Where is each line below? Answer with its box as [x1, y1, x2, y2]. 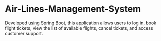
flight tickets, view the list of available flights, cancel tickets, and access [5, 25, 153, 31]
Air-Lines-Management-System [5, 3, 141, 15]
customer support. [5, 30, 43, 36]
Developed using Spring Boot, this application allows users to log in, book [5, 20, 156, 26]
